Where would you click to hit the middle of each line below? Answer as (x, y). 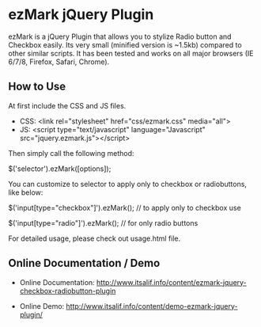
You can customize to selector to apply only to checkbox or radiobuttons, (128, 184)
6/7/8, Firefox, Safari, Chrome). (59, 62)
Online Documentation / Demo (84, 263)
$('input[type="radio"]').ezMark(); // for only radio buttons (103, 222)
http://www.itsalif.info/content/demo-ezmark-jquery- (152, 306)
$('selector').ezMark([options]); (60, 169)
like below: (26, 192)
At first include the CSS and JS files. (67, 105)
